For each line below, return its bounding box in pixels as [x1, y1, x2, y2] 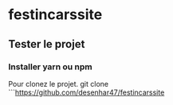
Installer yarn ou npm [8, 61, 93, 72]
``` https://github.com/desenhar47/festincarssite [8, 87, 165, 97]
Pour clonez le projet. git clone [8, 79, 109, 88]
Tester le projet [8, 37, 85, 51]
